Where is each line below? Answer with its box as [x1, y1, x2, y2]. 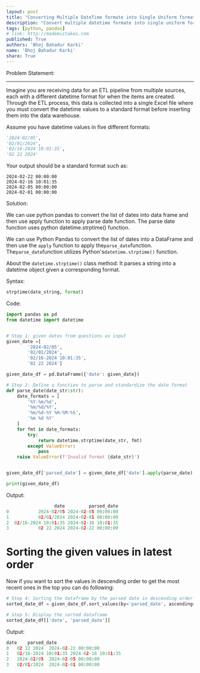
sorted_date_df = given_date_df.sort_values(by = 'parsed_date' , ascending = [6, 601, 196, 607]
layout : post [6, 8, 39, 15]
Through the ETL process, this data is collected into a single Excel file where [6, 99, 193, 106]
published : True [6, 36, 46, 42]
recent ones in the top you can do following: [6, 584, 114, 591]
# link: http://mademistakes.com [6, 31, 89, 37]
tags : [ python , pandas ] [6, 25, 65, 32]
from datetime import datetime [6, 317, 84, 323]
